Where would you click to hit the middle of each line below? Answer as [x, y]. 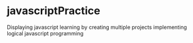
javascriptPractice [54, 11]
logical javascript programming [45, 33]
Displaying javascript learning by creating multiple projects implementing [97, 27]
